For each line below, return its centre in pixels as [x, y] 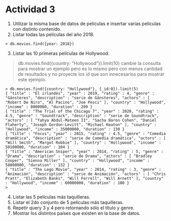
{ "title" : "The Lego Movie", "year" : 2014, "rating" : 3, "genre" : [83, 169]
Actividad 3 [30, 9]
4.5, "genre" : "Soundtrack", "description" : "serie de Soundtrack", [82, 116]
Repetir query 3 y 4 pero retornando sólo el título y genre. [73, 208]
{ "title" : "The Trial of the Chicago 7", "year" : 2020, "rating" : [82, 111]
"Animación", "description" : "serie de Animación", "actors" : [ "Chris [86, 174]
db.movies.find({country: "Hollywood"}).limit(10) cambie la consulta [89, 63]
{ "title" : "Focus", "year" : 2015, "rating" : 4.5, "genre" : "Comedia [86, 134]
